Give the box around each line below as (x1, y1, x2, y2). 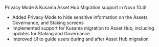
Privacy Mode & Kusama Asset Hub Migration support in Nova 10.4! (5, 5, 147, 10)
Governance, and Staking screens (12, 20, 84, 26)
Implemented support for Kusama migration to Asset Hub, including (12, 25, 154, 31)
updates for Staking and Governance (12, 31, 90, 36)
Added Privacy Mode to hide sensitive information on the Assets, (12, 14, 149, 20)
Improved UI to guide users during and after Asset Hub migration (12, 36, 149, 42)
